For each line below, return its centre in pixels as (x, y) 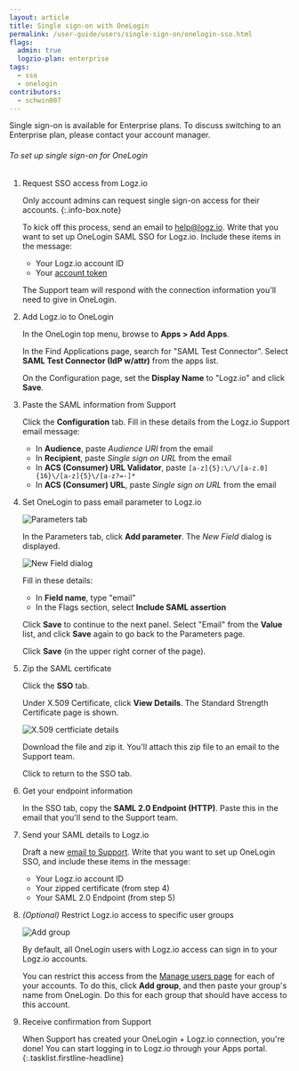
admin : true (40, 51)
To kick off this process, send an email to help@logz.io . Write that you (150, 227)
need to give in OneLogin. (69, 299)
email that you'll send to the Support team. (100, 817)
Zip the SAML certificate (67, 668)
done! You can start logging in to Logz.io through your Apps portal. (145, 1048)
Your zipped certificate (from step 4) (103, 888)
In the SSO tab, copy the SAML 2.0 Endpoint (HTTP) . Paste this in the (150, 807)
